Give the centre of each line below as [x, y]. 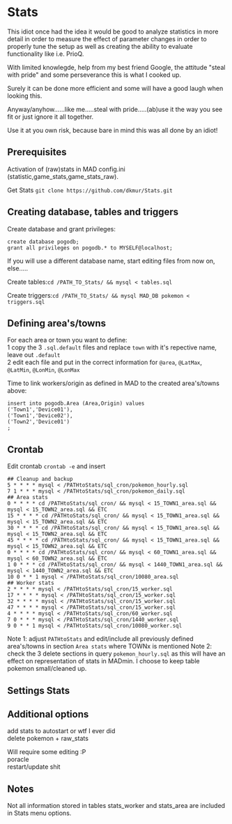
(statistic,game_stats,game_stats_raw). [63, 176]
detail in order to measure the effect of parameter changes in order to [107, 38]
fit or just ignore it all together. [51, 117]
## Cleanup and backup [40, 479]
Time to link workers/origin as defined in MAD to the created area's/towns [113, 383]
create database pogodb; [43, 242]
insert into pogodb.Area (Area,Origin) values [76, 404]
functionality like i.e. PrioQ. [46, 54]
